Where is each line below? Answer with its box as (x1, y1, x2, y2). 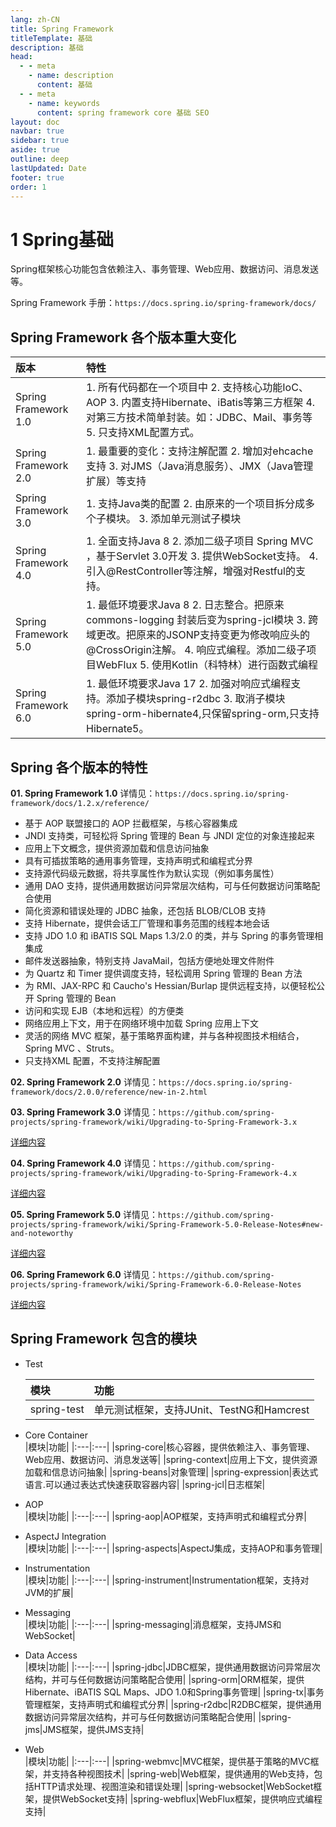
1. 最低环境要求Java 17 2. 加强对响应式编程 (86, 677, 292, 691)
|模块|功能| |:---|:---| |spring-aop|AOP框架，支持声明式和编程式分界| (24, 1510, 307, 1522)
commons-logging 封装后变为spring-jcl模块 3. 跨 (86, 613, 319, 627)
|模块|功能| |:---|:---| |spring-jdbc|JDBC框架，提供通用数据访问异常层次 (24, 1661, 321, 1673)
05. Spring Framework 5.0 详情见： (10, 1208, 159, 1220)
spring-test (29, 1402, 85, 1416)
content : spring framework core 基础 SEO (36, 107, 210, 118)
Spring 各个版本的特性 (10, 759, 148, 776)
